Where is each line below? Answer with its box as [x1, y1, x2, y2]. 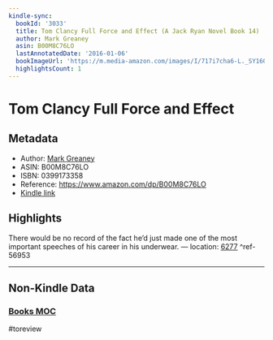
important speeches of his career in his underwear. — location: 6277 [8, 241, 238, 252]
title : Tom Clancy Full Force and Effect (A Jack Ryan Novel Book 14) [15, 27, 260, 35]
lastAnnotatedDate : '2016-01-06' [15, 49, 129, 58]
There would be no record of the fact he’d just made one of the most [8, 233, 238, 243]
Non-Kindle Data [8, 281, 95, 295]
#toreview [8, 324, 42, 334]
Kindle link [19, 187, 55, 197]
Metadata [8, 131, 58, 146]
